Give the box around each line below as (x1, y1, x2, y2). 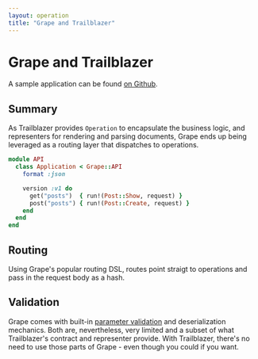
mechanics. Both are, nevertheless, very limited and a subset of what (8, 325, 234, 334)
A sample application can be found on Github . (8, 79, 158, 89)
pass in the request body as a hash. (8, 273, 125, 282)
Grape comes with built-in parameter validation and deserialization (8, 316, 226, 326)
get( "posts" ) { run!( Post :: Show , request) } (29, 192, 183, 200)
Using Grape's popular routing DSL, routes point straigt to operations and (8, 264, 248, 273)
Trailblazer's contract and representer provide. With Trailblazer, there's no (8, 334, 250, 343)
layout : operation (8, 11, 69, 20)
